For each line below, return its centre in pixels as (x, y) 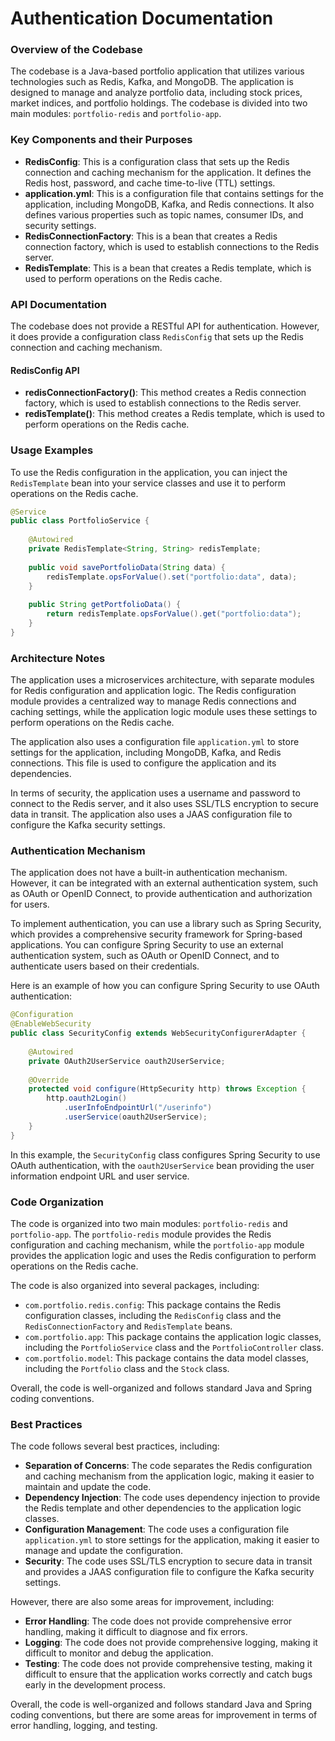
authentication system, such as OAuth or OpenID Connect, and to (145, 956)
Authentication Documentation (142, 18)
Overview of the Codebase (76, 50)
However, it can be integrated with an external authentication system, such (164, 883)
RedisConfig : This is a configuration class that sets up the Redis (157, 161)
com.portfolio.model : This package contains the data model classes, (166, 1358)
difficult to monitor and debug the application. (119, 1653)
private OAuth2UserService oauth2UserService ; (127, 1061)
